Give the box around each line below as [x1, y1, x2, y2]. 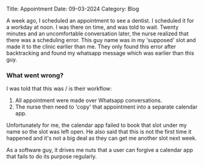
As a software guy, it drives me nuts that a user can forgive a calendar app [6, 146, 194, 154]
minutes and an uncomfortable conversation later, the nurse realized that [6, 30, 189, 37]
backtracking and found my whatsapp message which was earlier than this [6, 49, 195, 57]
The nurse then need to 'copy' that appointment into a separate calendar [15, 103, 198, 110]
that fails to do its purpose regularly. [6, 153, 97, 161]
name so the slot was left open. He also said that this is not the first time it [6, 128, 192, 135]
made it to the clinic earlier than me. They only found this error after [6, 43, 177, 50]
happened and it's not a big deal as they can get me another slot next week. [6, 134, 197, 142]
